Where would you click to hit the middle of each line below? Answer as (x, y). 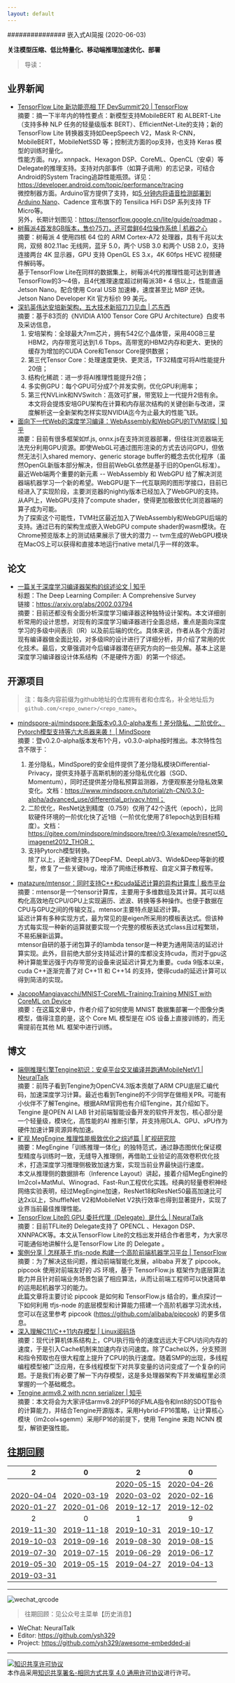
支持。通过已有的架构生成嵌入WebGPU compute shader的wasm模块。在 (121, 526)
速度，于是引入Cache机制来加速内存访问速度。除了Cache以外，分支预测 (122, 1349)
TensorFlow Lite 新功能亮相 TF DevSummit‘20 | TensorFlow (103, 107)
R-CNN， (186, 133)
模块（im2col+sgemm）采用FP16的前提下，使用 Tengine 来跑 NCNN (116, 1419)
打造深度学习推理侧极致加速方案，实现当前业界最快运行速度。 (119, 1164)
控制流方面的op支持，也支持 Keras (164, 142)
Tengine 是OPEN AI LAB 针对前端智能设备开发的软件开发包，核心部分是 (120, 1112)
